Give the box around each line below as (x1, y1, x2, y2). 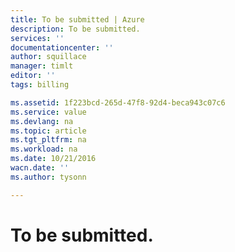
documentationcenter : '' (10, 42, 114, 53)
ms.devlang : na (10, 116, 74, 126)
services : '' (10, 33, 65, 43)
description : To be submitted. (10, 24, 141, 34)
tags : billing (10, 80, 70, 90)
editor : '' (10, 71, 56, 81)
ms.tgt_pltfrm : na (10, 135, 87, 145)
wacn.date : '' (10, 163, 70, 173)
